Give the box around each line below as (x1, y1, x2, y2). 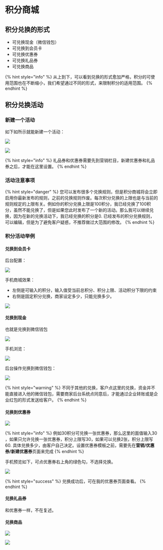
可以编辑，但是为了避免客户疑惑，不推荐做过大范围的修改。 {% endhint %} (5, 219, 155, 225)
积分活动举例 (5, 233, 35, 239)
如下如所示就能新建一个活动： (5, 129, 65, 135)
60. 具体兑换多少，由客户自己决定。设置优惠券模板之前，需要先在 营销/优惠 (5, 442, 155, 448)
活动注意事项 (5, 177, 35, 183)
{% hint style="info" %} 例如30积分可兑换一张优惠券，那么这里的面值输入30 (5, 430, 158, 436)
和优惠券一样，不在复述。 (5, 507, 56, 513)
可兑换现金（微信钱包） (12, 39, 59, 45)
